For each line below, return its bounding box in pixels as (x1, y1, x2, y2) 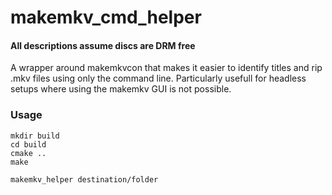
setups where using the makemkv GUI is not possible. (10, 83, 232, 95)
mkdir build (10, 131, 60, 141)
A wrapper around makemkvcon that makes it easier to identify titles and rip (10, 62, 323, 74)
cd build (10, 139, 47, 150)
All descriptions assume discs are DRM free (10, 39, 196, 51)
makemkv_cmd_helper (10, 6, 202, 29)
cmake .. (10, 148, 47, 158)
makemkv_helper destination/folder (10, 174, 159, 185)
